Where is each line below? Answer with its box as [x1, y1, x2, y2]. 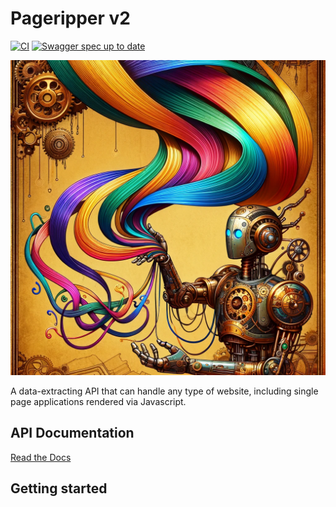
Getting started [10, 480, 108, 497]
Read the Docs [10, 451, 72, 463]
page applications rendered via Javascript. [10, 395, 187, 407]
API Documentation [10, 425, 135, 442]
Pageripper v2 [10, 7, 131, 30]
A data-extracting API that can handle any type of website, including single [10, 385, 319, 397]
